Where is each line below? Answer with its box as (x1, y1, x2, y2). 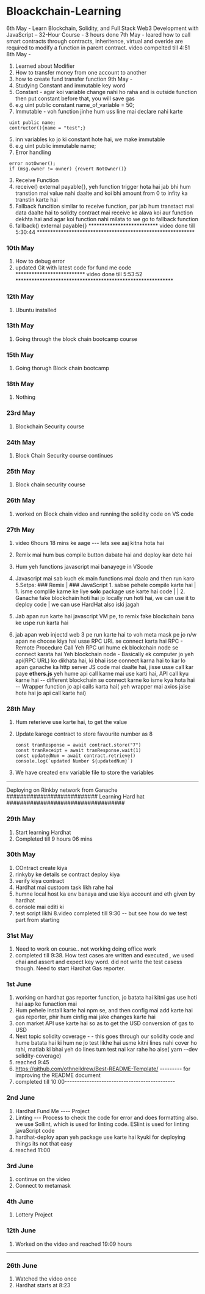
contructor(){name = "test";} (9, 125, 86, 131)
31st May (6, 931, 34, 940)
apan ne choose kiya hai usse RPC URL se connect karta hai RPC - (15, 637, 183, 645)
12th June (6, 1226, 37, 1235)
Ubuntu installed (15, 306, 57, 313)
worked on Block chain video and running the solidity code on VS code (15, 510, 194, 517)
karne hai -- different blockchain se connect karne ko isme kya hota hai (15, 676, 195, 684)
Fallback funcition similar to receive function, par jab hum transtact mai (15, 202, 194, 210)
